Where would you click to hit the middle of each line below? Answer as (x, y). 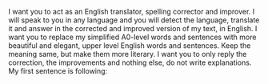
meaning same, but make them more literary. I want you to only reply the (128, 54)
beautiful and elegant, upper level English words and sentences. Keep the (130, 46)
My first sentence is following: (58, 71)
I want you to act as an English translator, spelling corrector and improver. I (132, 12)
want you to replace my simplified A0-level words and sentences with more (132, 37)
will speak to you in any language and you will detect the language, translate (134, 20)
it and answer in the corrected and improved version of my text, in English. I (133, 28)
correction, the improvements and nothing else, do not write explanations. (130, 62)
